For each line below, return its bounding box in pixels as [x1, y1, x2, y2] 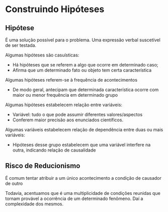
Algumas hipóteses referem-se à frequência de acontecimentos [5, 77, 137, 83]
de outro [5, 180, 23, 186]
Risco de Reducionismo [5, 162, 80, 170]
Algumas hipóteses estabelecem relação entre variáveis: [5, 102, 122, 108]
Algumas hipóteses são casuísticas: [5, 52, 79, 58]
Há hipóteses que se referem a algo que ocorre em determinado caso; [12, 62, 158, 67]
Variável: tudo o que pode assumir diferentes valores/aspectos [12, 112, 143, 117]
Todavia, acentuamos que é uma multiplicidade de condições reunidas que [5, 190, 161, 196]
